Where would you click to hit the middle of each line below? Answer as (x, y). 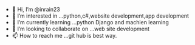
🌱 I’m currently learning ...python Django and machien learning (90, 22)
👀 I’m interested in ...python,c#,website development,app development (101, 16)
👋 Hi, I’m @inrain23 (36, 9)
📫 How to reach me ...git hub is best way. (64, 36)
